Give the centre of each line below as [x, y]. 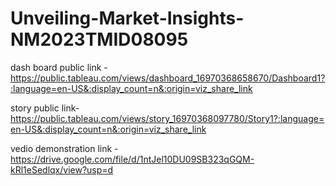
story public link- [45, 108]
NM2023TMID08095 [99, 39]
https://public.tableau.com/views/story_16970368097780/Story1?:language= [167, 118]
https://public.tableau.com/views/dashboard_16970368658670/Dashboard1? [168, 78]
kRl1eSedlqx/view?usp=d [62, 169]
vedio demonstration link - [64, 148]
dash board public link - [59, 67]
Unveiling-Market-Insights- [127, 18]
